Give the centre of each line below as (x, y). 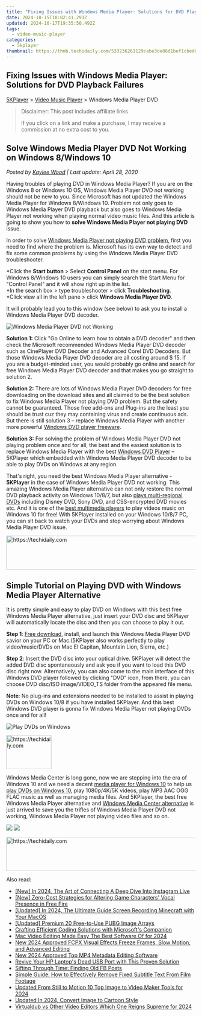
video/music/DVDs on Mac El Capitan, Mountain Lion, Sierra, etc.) (88, 647)
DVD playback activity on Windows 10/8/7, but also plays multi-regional (94, 495)
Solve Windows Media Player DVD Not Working (96, 148)
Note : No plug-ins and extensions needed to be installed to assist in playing (100, 696)
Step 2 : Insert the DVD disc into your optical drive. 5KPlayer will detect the (98, 659)
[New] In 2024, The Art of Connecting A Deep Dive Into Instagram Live (103, 891)
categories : (21, 40)
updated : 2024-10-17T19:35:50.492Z (51, 23)
